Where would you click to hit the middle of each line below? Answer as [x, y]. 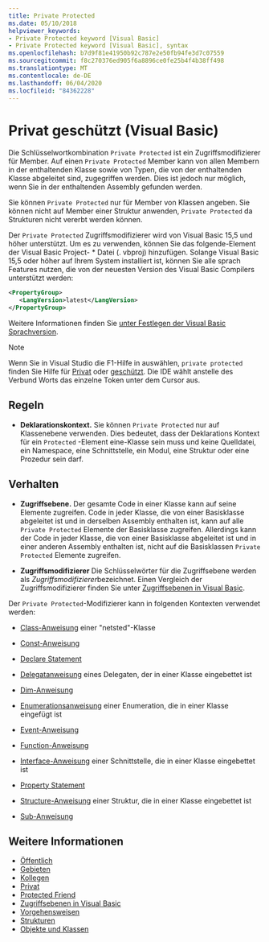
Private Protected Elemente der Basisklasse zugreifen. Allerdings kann [138, 529]
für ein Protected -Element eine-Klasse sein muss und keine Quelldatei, [138, 442]
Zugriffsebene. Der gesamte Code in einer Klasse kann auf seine [128, 503]
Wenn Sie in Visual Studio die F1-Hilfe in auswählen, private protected [126, 362]
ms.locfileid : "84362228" [51, 91]
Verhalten [34, 484]
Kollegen [35, 878]
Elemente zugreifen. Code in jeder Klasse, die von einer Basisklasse [132, 512]
